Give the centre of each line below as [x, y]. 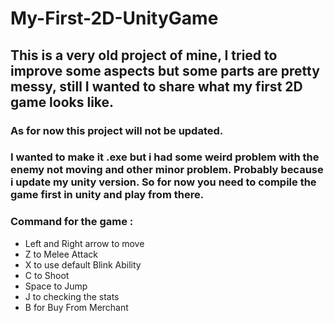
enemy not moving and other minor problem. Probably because [167, 170]
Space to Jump [56, 286]
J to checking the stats [72, 296]
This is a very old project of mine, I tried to [144, 55]
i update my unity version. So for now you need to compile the [163, 182]
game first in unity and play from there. [107, 195]
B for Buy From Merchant [76, 307]
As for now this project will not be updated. [117, 130]
